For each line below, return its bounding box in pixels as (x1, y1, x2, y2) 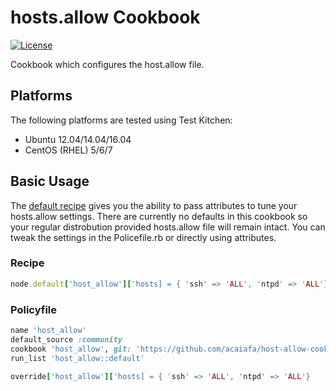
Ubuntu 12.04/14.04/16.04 (24, 133, 132, 145)
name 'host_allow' (10, 326, 87, 336)
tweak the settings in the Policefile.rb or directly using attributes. (10, 231, 277, 243)
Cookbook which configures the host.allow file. (10, 58, 205, 70)
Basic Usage (10, 173, 90, 190)
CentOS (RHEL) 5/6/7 (24, 144, 113, 156)
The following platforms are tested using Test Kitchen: (10, 114, 233, 126)
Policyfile (10, 302, 58, 316)
